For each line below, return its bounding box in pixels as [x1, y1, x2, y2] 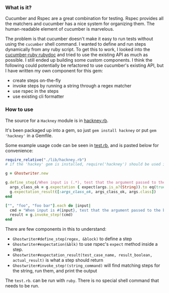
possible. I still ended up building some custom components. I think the [5, 57, 152, 63]
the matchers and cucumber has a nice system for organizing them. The [5, 21, 155, 27]
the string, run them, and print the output [12, 268, 97, 274]
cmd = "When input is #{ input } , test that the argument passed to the [10, 208, 161, 213]
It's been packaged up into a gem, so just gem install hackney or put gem [5, 127, 157, 133]
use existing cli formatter [12, 93, 64, 99]
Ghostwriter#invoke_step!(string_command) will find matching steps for [12, 262, 160, 268]
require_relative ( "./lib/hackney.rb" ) [5, 157, 87, 162]
